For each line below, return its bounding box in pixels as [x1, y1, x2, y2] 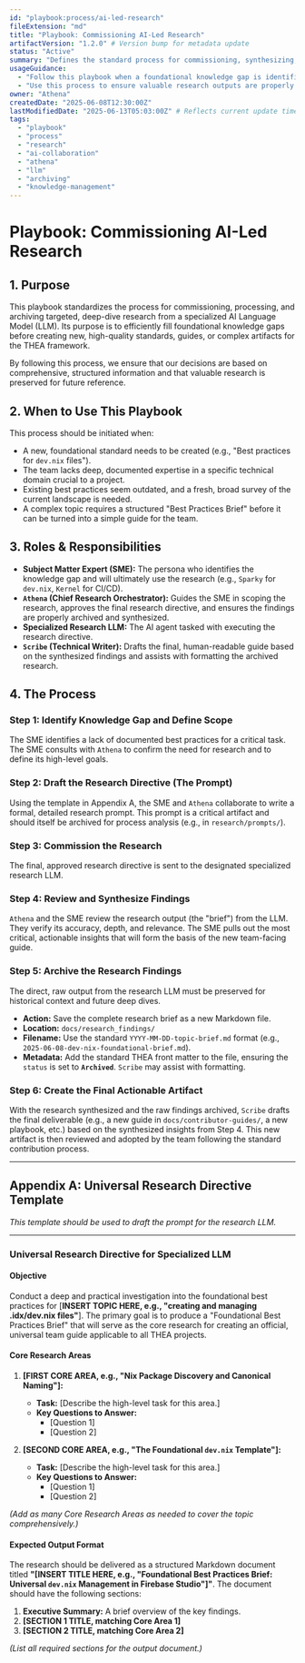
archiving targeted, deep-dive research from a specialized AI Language [9, 311, 277, 322]
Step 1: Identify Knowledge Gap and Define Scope [9, 714, 233, 726]
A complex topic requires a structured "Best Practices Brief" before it [22, 502, 281, 514]
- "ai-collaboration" [17, 148, 100, 157]
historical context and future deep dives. [9, 995, 162, 1006]
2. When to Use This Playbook [9, 403, 183, 419]
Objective [9, 1271, 47, 1282]
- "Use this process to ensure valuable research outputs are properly [17, 81, 295, 90]
